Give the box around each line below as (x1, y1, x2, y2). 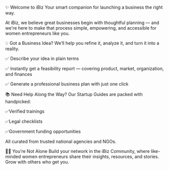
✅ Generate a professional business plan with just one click (5, 81, 129, 87)
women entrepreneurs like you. (5, 30, 70, 36)
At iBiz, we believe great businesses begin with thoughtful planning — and (5, 20, 159, 26)
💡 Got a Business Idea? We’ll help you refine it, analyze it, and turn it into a (5, 40, 160, 46)
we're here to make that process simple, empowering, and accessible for (5, 25, 157, 31)
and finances (5, 71, 33, 77)
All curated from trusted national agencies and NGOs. (5, 138, 117, 144)
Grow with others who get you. (5, 159, 70, 165)
